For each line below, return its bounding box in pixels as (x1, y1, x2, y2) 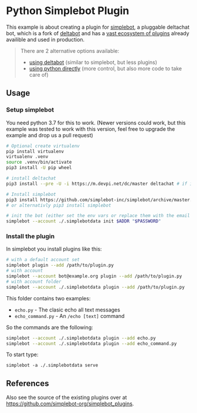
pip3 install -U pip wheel (6, 165, 72, 171)
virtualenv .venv (6, 154, 49, 160)
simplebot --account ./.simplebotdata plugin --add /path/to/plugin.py (6, 284, 185, 290)
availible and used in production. (6, 36, 85, 43)
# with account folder (6, 279, 62, 285)
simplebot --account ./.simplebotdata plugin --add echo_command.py (6, 340, 177, 347)
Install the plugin (6, 232, 55, 241)
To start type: (6, 351, 39, 358)
